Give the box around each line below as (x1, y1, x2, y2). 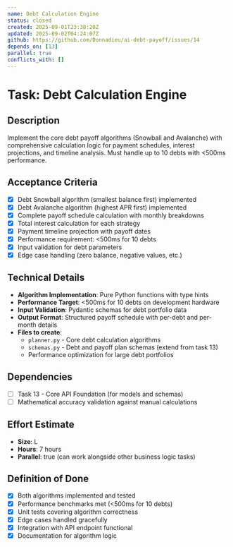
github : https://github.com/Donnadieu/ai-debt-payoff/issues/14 (7, 37, 200, 44)
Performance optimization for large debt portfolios (27, 350, 174, 359)
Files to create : (17, 327, 62, 336)
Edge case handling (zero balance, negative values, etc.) (17, 251, 183, 259)
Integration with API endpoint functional (17, 523, 133, 531)
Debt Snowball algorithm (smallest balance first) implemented (17, 195, 197, 203)
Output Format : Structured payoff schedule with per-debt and (17, 313, 199, 321)
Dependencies (7, 371, 73, 383)
